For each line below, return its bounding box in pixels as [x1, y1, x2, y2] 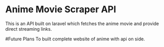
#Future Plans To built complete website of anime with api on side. [5, 36, 145, 42]
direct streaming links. [5, 26, 52, 32]
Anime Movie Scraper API [5, 4, 116, 15]
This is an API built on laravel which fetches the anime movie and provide [5, 20, 159, 27]
